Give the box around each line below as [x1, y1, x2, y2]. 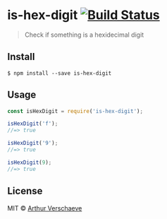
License [7, 185, 43, 197]
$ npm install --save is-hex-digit [7, 69, 112, 77]
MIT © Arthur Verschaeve [7, 203, 82, 212]
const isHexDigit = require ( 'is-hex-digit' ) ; [7, 107, 143, 114]
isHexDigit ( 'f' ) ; [7, 120, 58, 127]
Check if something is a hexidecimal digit [24, 30, 144, 39]
